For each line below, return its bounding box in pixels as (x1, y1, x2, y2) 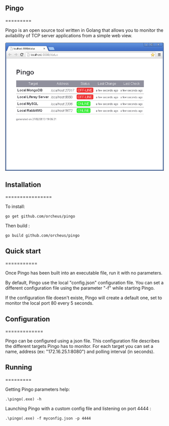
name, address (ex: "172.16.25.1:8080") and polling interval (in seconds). (5, 348, 155, 354)
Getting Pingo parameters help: (5, 386, 70, 392)
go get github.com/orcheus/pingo (5, 214, 75, 219)
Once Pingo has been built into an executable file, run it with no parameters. (5, 270, 162, 276)
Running (5, 363, 33, 372)
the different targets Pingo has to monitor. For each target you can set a (5, 343, 153, 349)
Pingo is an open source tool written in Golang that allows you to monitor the (5, 27, 163, 33)
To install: (5, 203, 25, 209)
